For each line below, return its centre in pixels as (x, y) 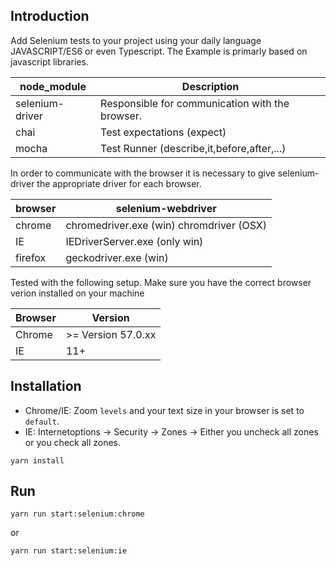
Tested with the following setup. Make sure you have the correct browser (161, 282)
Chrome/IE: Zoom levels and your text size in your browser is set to (164, 410)
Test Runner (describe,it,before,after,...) (193, 148)
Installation (46, 386)
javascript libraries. (49, 61)
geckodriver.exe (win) (117, 257)
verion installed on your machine (77, 293)
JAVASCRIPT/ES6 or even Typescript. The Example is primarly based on (159, 51)
